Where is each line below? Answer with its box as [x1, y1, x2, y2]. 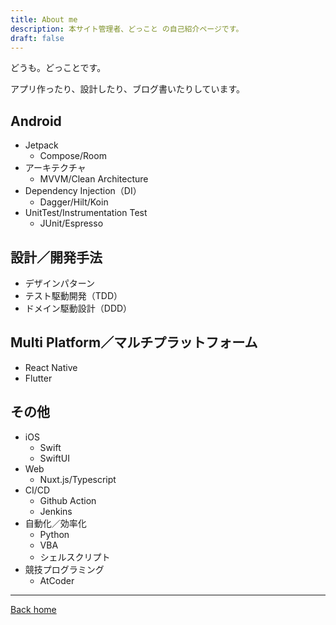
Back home [10, 603, 57, 615]
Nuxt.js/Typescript [39, 473, 117, 485]
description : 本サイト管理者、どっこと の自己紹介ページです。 [10, 24, 244, 34]
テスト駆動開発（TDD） [24, 290, 123, 301]
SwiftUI [39, 452, 70, 464]
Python [39, 528, 70, 540]
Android [10, 112, 62, 130]
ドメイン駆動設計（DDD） [24, 302, 133, 314]
